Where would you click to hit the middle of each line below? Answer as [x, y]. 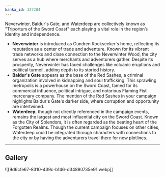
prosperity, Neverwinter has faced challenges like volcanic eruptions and [86, 64]
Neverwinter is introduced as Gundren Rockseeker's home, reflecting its [86, 44]
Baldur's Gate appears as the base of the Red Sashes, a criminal [78, 75]
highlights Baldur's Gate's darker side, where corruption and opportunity [86, 101]
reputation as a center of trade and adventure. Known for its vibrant [81, 49]
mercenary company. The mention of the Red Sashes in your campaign [84, 96]
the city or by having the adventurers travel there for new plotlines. [80, 138]
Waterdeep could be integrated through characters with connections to [84, 132]
